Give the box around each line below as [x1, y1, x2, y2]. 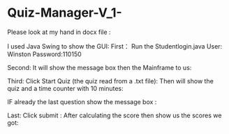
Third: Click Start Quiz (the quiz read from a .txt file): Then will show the [7, 76, 214, 85]
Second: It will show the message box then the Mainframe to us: [7, 63, 192, 72]
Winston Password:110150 [7, 50, 82, 58]
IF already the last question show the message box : [7, 97, 157, 106]
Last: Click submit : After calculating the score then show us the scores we [7, 111, 222, 119]
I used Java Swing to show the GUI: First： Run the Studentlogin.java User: [7, 42, 223, 50]
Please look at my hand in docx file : [7, 28, 111, 36]
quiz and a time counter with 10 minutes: [7, 84, 124, 92]
